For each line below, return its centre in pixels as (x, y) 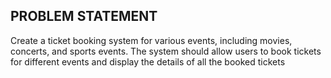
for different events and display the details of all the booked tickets (148, 61)
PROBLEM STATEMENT (84, 16)
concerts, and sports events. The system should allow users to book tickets (166, 51)
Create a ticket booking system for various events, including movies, (151, 40)
